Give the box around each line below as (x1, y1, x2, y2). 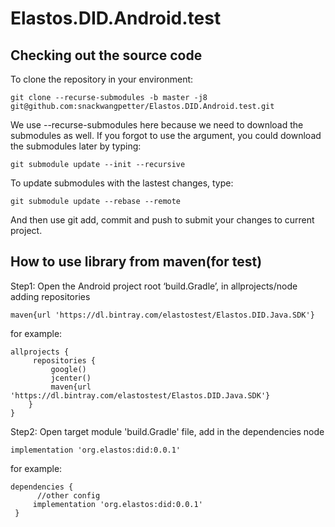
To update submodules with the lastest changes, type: (10, 177, 234, 189)
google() (50, 364, 87, 374)
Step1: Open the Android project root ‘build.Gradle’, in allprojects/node (10, 280, 298, 292)
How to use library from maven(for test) (10, 253, 263, 271)
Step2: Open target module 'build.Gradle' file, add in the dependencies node (10, 425, 325, 437)
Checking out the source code (10, 47, 203, 64)
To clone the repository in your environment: (10, 73, 194, 85)
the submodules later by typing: (10, 140, 142, 152)
